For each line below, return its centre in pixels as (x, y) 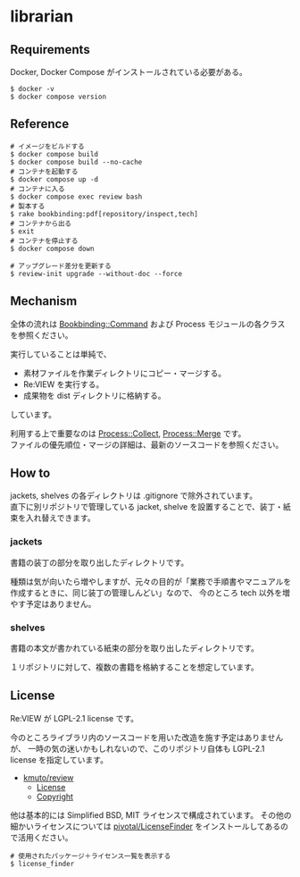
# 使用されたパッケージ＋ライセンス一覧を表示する (91, 856)
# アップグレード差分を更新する (61, 266)
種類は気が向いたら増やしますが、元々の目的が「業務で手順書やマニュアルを (151, 581)
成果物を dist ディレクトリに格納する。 (94, 395)
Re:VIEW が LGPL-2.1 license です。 (75, 718)
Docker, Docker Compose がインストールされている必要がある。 (129, 72)
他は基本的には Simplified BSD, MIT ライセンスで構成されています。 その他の (151, 814)
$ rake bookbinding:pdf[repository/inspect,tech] (104, 214)
